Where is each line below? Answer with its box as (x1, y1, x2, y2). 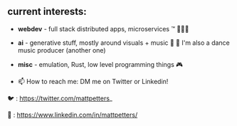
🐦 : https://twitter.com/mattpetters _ (7, 94, 112, 103)
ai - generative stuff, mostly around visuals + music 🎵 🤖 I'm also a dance (17, 38, 230, 47)
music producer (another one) (17, 46, 106, 54)
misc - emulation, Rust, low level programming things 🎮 (17, 60, 183, 68)
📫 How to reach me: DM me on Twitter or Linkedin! (17, 77, 169, 85)
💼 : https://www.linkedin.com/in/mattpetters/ (7, 110, 138, 119)
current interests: (7, 6, 87, 18)
